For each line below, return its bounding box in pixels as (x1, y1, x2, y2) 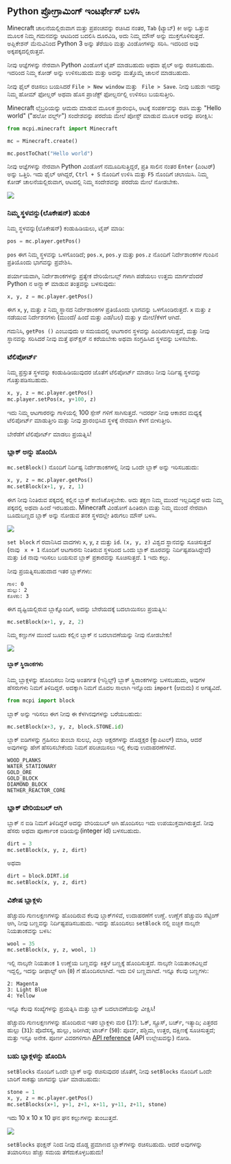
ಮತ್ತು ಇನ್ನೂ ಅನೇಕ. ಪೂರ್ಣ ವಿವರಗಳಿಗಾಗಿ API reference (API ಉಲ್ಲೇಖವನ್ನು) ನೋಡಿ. (7, 1034, 191, 1042)
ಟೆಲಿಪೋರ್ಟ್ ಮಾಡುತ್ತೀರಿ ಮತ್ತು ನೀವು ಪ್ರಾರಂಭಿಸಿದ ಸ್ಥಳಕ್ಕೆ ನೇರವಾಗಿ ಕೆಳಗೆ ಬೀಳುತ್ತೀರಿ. (7, 416, 172, 424)
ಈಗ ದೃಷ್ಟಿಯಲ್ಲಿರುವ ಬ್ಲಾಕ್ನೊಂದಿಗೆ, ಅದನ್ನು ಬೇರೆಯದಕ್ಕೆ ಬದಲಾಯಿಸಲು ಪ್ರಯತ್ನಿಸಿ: (7, 604, 167, 613)
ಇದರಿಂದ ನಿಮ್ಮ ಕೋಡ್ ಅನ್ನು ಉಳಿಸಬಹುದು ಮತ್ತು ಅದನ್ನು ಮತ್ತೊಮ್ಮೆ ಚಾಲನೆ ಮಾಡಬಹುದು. (7, 68, 191, 76)
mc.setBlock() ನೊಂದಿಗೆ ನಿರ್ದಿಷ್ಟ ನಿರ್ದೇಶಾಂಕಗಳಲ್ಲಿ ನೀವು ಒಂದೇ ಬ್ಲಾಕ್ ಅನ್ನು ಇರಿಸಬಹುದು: (7, 463, 199, 471)
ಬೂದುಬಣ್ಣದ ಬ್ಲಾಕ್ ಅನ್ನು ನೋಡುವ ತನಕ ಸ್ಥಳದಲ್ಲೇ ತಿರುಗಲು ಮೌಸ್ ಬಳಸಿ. (7, 511, 158, 519)
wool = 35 (7, 940, 36, 947)
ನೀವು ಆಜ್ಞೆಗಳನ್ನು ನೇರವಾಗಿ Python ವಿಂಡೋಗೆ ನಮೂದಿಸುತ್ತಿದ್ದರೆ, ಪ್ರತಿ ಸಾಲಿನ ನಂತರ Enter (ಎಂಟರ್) (7, 162, 216, 171)
